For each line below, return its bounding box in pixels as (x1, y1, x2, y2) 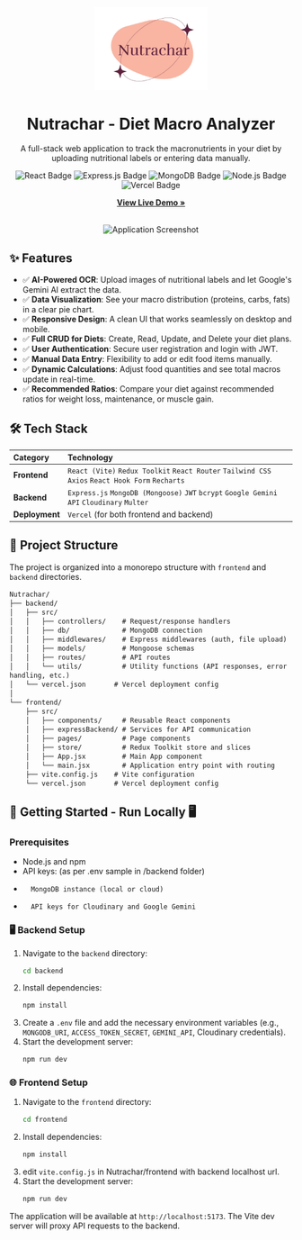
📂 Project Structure (9, 538, 119, 553)
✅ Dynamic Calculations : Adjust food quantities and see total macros (22, 364, 281, 375)
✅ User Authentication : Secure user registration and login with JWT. (22, 344, 279, 355)
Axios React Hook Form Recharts (67, 475, 185, 485)
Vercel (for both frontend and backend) (67, 509, 214, 520)
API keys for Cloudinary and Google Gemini (31, 902, 196, 911)
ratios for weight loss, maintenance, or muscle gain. (22, 394, 214, 404)
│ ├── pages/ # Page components (25, 734, 191, 743)
